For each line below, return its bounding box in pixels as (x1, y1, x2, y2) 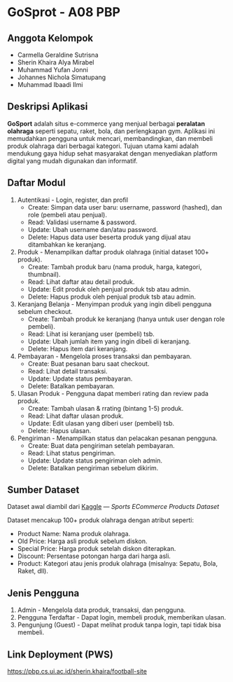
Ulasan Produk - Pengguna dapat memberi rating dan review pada (17, 389, 209, 397)
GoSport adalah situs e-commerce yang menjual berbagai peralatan (7, 119, 205, 128)
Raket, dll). (17, 567, 49, 575)
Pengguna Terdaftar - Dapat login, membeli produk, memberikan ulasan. (17, 613, 226, 622)
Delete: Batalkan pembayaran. (27, 381, 115, 390)
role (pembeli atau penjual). (27, 210, 107, 219)
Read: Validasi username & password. (27, 218, 137, 226)
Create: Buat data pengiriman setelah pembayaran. (27, 441, 175, 449)
